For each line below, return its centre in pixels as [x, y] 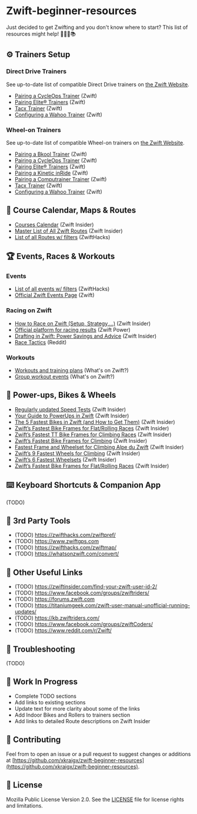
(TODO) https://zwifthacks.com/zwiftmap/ [66, 548]
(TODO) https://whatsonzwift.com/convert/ [67, 554]
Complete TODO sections [45, 696]
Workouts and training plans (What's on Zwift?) [72, 371]
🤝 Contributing [34, 740]
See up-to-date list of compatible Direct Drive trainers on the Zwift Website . [98, 84]
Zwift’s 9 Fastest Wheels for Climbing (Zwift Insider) [77, 453]
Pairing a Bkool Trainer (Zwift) [51, 154]
